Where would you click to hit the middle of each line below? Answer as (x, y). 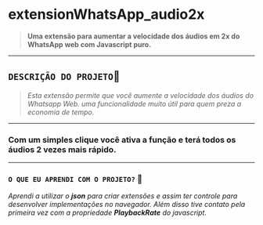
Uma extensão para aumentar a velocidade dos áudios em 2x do (133, 36)
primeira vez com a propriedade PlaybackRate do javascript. (108, 212)
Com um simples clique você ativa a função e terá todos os (122, 140)
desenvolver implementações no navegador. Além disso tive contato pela (127, 205)
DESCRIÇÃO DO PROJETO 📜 (64, 76)
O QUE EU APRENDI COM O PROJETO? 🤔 (76, 179)
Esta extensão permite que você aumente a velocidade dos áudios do (141, 95)
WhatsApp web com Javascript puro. (89, 44)
